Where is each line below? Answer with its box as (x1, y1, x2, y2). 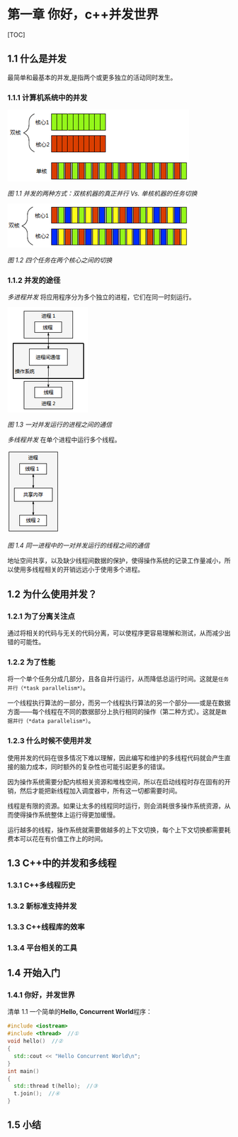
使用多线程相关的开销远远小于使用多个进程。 (13, 565, 144, 574)
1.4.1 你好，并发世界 (7, 990, 76, 1000)
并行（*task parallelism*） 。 (7, 683, 90, 692)
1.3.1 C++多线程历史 (7, 880, 76, 890)
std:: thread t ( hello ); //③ (13, 1082, 98, 1090)
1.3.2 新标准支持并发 (7, 901, 77, 911)
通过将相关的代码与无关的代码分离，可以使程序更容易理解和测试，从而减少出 (7, 629, 231, 637)
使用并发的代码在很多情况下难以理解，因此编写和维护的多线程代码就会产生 (7, 753, 225, 762)
